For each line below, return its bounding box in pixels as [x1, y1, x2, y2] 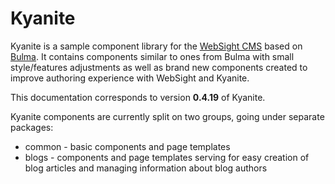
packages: [10, 121, 54, 133]
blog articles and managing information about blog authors [24, 162, 268, 174]
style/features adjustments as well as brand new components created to [10, 61, 308, 73]
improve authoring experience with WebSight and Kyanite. [10, 72, 250, 84]
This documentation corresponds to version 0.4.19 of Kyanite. [10, 91, 266, 103]
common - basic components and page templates [24, 140, 231, 152]
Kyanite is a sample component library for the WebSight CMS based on [10, 40, 303, 52]
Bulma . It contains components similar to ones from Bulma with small [10, 50, 295, 62]
